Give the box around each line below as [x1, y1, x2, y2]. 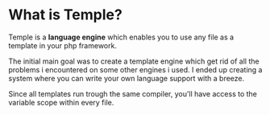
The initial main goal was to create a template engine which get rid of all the [8, 56, 260, 66]
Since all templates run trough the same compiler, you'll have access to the [8, 88, 258, 98]
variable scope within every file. [8, 97, 114, 107]
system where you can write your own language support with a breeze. [8, 73, 245, 83]
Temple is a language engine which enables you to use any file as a [8, 32, 235, 42]
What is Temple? [8, 6, 123, 24]
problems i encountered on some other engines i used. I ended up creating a [8, 64, 263, 74]
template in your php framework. [8, 40, 117, 50]
